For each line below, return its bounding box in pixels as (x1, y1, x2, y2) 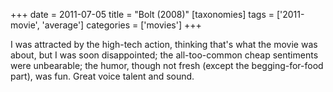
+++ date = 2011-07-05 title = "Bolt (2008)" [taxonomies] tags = (10, 9, 275, 20)
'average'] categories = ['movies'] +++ (41, 19, 202, 31)
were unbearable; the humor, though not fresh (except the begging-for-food (10, 60, 324, 71)
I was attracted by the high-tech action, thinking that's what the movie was (10, 39, 318, 50)
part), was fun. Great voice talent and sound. (10, 70, 195, 82)
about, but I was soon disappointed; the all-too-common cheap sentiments (10, 49, 319, 61)
